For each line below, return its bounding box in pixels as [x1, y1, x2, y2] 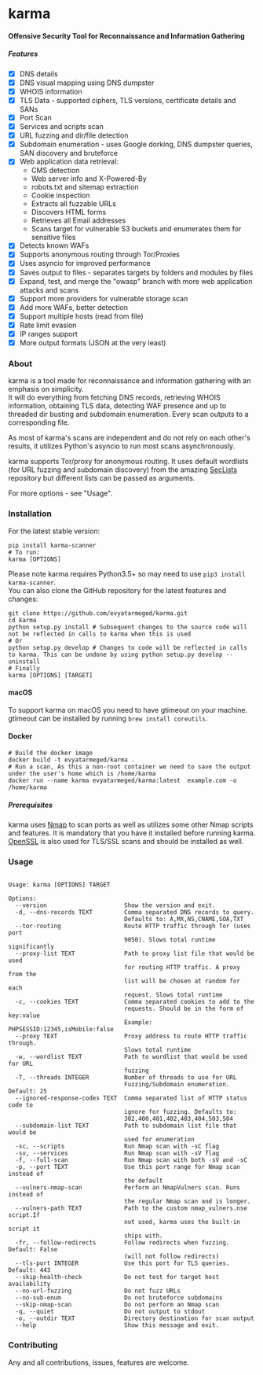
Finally [15, 664, 41, 673]
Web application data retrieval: [19, 157, 119, 166]
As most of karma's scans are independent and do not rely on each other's [8, 433, 251, 443]
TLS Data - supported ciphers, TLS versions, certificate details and [19, 95, 236, 105]
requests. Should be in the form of [124, 1005, 244, 1013]
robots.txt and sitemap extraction [31, 182, 139, 192]
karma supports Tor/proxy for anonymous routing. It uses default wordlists [8, 457, 249, 466]
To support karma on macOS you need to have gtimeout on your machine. [8, 705, 248, 714]
